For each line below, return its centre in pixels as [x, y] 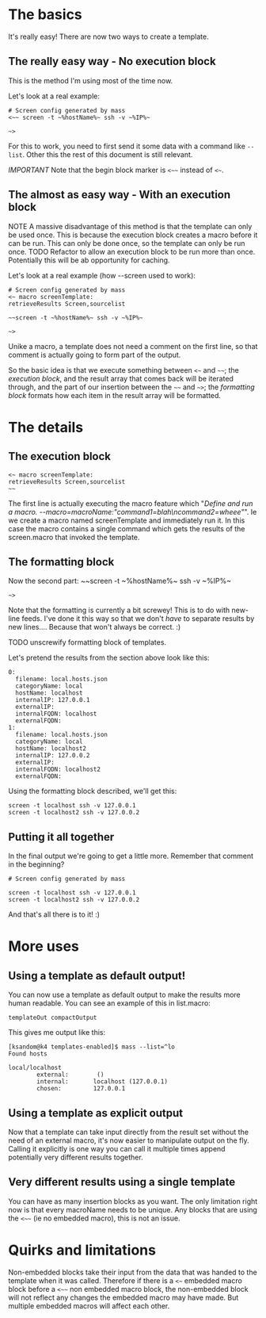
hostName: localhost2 [51, 749]
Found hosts [28, 1054]
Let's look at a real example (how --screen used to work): [102, 275]
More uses [44, 946]
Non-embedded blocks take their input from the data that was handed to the [133, 1272]
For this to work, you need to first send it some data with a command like [127, 146]
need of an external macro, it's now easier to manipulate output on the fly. [129, 1140]
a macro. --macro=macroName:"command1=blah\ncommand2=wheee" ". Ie [133, 511]
